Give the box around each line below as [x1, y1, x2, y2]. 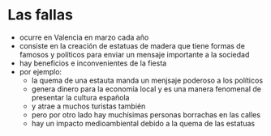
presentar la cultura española [31, 92, 130, 102]
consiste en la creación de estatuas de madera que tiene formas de [19, 40, 245, 50]
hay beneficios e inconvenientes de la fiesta [19, 58, 167, 68]
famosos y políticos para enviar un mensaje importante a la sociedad [19, 49, 250, 59]
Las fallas [7, 6, 74, 24]
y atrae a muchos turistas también [31, 101, 146, 111]
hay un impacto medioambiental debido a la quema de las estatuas [31, 118, 256, 128]
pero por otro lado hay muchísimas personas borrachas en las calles [31, 109, 261, 119]
